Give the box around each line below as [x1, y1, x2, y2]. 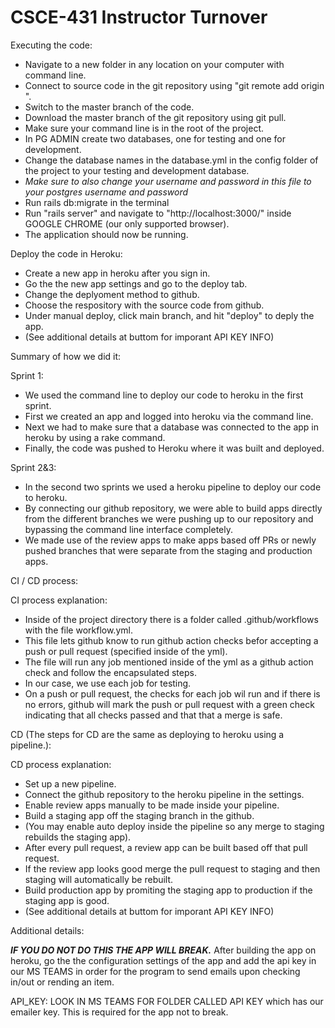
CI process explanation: [10, 594, 108, 606]
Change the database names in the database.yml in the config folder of [24, 154, 319, 166]
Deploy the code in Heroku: [10, 247, 123, 260]
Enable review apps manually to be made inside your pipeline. [24, 799, 280, 811]
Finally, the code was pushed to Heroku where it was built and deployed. [24, 442, 325, 454]
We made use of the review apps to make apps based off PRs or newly [24, 534, 317, 546]
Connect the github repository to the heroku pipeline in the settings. [24, 788, 305, 800]
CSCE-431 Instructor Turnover [10, 6, 268, 29]
